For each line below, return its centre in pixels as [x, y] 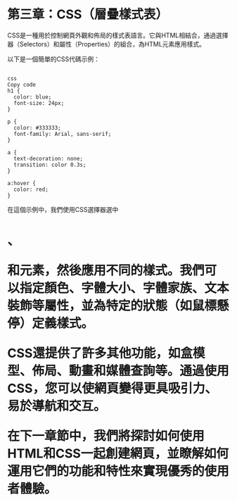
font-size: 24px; [39, 103]
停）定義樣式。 [51, 324]
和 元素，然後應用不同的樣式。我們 [106, 271]
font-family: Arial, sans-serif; [63, 134]
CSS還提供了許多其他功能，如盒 [100, 353]
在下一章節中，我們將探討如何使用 [106, 436]
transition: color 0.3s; [50, 165]
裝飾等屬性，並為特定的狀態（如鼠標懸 [118, 306]
